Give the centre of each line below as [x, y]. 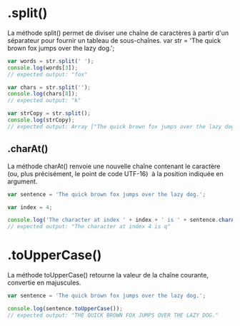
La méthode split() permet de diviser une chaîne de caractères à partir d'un [118, 33]
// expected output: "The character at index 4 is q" [89, 227]
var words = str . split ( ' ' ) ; [51, 61]
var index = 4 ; [30, 207]
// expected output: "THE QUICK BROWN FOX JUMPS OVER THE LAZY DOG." [113, 315]
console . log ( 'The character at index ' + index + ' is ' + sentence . [113, 220]
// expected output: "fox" [47, 74]
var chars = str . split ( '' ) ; [49, 87]
